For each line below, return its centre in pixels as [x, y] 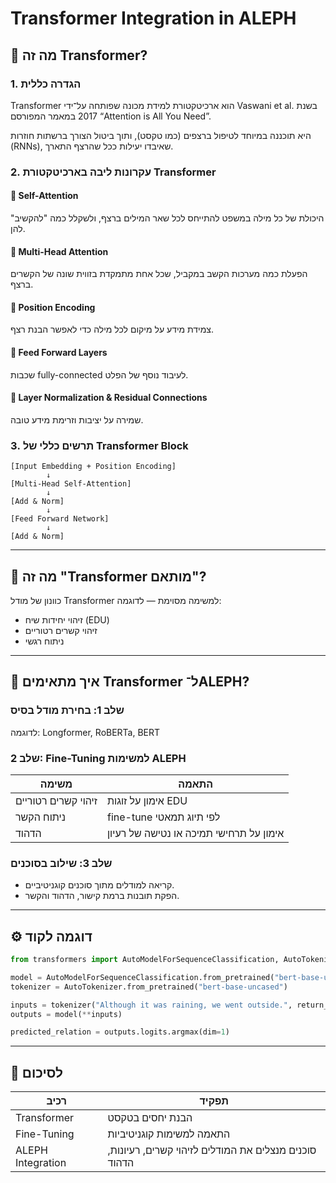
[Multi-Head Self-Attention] [71, 484]
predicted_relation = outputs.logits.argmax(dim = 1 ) [120, 1032]
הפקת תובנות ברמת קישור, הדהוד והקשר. [102, 896]
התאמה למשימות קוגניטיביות [169, 1134]
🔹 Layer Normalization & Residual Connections [109, 398]
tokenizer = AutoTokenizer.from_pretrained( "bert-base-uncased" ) [149, 987]
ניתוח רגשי [44, 641]
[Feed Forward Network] [60, 519]
